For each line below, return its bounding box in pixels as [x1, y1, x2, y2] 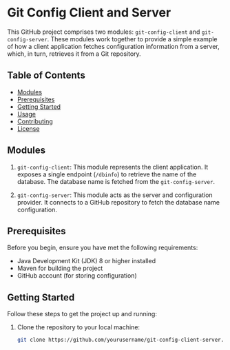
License [17, 124, 40, 132]
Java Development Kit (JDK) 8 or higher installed [17, 257, 156, 265]
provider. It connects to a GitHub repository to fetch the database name [17, 198, 220, 206]
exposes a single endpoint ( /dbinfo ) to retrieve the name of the [17, 170, 197, 178]
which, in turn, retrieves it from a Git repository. [7, 50, 141, 58]
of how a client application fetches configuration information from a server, [7, 42, 220, 50]
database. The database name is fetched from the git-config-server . [17, 177, 216, 185]
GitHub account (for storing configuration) [17, 271, 138, 280]
